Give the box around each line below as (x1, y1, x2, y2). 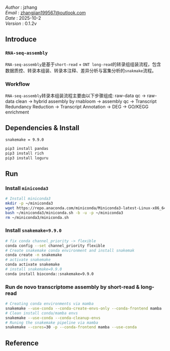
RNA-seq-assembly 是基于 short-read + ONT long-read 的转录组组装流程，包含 (5, 61, 161, 67)
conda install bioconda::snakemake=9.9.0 (5, 271, 94, 277)
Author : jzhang (5, 5, 37, 10)
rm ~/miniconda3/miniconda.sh (5, 215, 69, 220)
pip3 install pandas (5, 146, 49, 151)
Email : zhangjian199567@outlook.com (5, 10, 86, 16)
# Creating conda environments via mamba (5, 301, 94, 306)
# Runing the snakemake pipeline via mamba (5, 320, 99, 325)
